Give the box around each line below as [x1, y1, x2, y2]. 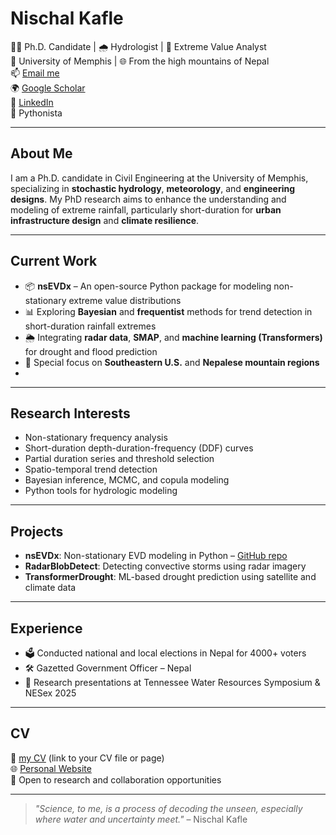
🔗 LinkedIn [10, 96, 54, 108]
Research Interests [10, 405, 131, 422]
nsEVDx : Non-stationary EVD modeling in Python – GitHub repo [24, 550, 288, 562]
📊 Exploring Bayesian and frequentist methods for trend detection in [24, 305, 313, 317]
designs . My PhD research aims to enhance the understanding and [10, 193, 287, 205]
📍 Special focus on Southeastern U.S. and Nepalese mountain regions [24, 356, 320, 368]
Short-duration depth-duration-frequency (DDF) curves [24, 442, 254, 454]
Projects [10, 523, 64, 540]
